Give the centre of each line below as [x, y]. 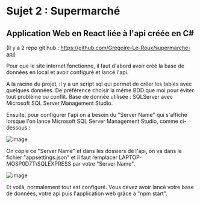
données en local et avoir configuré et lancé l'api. [67, 72]
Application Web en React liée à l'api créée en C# [100, 33]
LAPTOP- [130, 157]
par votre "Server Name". [104, 164]
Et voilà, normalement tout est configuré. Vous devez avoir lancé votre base [100, 187]
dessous [17, 127]
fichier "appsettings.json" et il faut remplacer [62, 157]
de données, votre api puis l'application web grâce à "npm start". [87, 193]
